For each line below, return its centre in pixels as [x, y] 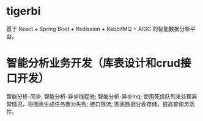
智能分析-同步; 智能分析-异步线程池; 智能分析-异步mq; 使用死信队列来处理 [99, 96]
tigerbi [24, 11]
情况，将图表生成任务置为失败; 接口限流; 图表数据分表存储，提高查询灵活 [103, 104]
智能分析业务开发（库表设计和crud [93, 64]
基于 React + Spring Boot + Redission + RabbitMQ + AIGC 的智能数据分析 [98, 29]
